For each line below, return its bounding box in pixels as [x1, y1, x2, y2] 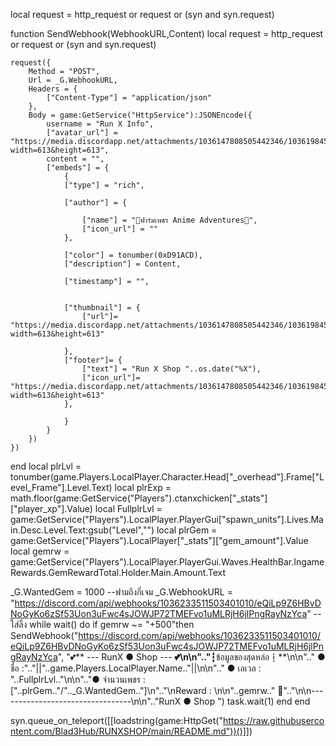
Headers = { [28, 84, 78, 94]
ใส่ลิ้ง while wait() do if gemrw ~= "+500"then [10, 619, 195, 630]
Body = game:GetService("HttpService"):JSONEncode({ [28, 110, 253, 120]
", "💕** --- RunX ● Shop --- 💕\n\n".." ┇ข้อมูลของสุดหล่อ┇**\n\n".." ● [57, 651, 326, 663]
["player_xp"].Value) [10, 503, 93, 514]
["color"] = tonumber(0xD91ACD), [63, 250, 203, 260]
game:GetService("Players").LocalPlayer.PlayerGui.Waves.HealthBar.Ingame [10, 556, 325, 568]
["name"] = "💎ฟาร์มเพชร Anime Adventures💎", [81, 215, 258, 225]
